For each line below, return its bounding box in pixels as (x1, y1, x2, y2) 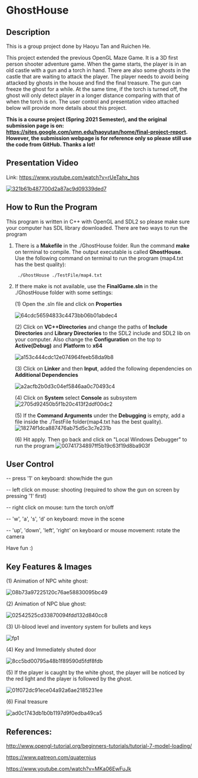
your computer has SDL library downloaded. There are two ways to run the (6, 224, 188, 231)
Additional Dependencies (14, 371, 78, 378)
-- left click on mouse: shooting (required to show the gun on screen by (6, 486, 180, 493)
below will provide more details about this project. (6, 105, 127, 111)
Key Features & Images (6, 562, 93, 572)
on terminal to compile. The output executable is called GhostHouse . (14, 248, 183, 255)
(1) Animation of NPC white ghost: (6, 577, 88, 585)
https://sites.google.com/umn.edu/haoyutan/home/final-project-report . (6, 128, 188, 135)
